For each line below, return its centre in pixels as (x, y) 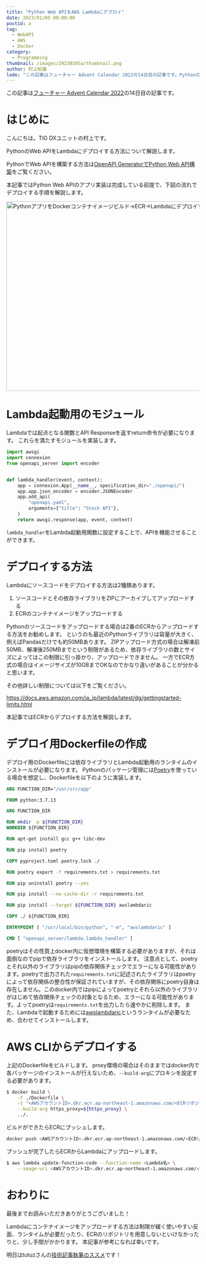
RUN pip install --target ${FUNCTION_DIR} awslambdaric (79, 905)
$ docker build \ (29, 1092)
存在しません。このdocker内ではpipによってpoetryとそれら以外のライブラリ (102, 989)
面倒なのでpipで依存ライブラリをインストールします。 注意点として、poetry (102, 958)
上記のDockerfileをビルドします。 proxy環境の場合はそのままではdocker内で (103, 1065)
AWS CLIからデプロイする (72, 1047)
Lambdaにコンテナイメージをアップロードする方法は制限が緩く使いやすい (100, 1226)
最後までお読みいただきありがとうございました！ (68, 1213)
